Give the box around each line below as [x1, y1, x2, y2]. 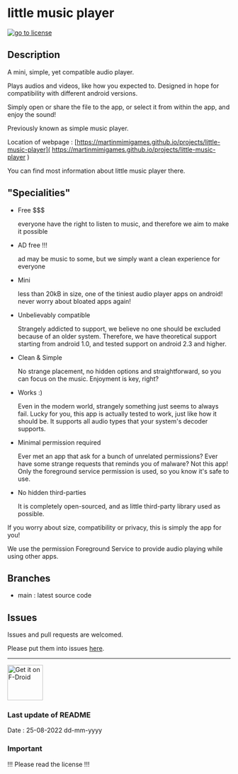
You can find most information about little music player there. [7, 166, 186, 175]
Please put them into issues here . [7, 644, 105, 653]
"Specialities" [7, 187, 71, 199]
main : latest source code [17, 591, 92, 600]
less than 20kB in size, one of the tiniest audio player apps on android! [17, 289, 223, 298]
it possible [17, 227, 48, 235]
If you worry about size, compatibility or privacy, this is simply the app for [7, 523, 222, 532]
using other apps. [7, 552, 59, 560]
